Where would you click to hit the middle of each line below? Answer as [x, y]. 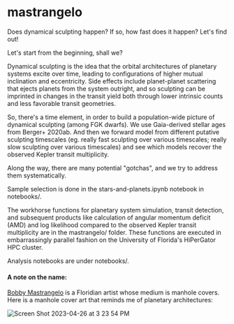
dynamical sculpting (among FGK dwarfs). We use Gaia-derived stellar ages [116, 124]
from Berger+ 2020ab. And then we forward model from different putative [114, 132]
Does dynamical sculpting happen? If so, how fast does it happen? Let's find [117, 32]
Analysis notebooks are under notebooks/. [68, 261]
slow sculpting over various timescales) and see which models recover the [115, 147]
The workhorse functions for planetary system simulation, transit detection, [116, 210]
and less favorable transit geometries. [62, 103]
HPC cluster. [25, 247]
